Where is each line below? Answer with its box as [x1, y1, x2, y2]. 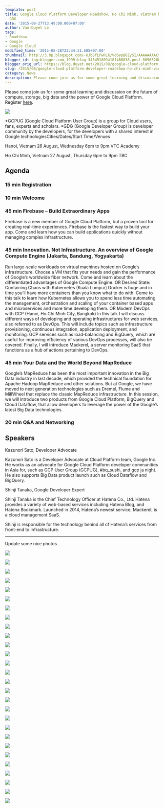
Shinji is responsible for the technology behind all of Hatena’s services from [5, 521, 157, 527]
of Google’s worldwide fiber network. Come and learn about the [5, 274, 133, 280]
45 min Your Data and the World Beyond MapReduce [5, 359, 132, 366]
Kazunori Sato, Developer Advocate [5, 447, 77, 453]
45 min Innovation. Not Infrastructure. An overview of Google [5, 247, 154, 254]
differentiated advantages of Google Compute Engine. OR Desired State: [5, 279, 150, 285]
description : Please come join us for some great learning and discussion [5, 75, 161, 80]
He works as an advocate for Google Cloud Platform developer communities [5, 462, 158, 467]
